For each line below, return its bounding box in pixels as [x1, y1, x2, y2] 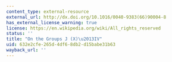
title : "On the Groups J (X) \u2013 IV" [6, 36, 102, 42]
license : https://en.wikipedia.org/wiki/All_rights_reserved [6, 25, 161, 31]
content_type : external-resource [6, 8, 89, 15]
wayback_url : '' [6, 47, 46, 53]
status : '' [6, 31, 33, 37]
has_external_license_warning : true [6, 19, 97, 25]
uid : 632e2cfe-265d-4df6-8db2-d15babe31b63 [6, 42, 116, 48]
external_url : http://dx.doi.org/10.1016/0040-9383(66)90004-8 [6, 14, 167, 20]
